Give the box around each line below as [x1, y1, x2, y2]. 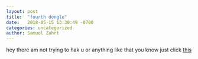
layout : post [6, 8, 38, 15]
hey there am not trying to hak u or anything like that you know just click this [6, 46, 192, 53]
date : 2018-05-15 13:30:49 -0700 [6, 19, 94, 25]
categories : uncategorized [6, 25, 73, 31]
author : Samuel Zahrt [6, 30, 60, 36]
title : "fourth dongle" [6, 14, 67, 20]
